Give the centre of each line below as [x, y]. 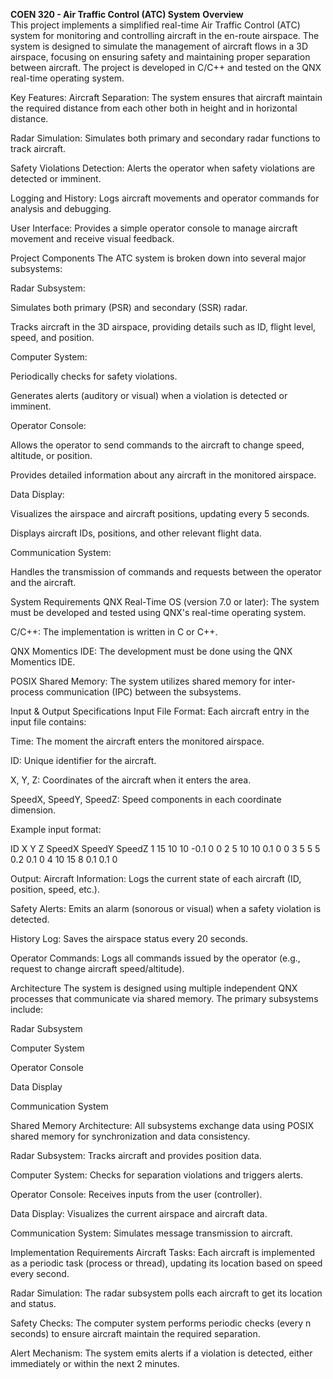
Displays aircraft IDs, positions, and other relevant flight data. [136, 533]
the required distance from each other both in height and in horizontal [154, 108]
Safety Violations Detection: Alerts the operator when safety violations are [163, 168]
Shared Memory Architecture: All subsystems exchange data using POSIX [162, 1125]
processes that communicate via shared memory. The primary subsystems [164, 998]
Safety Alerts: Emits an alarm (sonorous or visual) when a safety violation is [166, 908]
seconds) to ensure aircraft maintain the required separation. [135, 1333]
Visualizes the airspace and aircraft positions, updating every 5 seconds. [160, 513]
